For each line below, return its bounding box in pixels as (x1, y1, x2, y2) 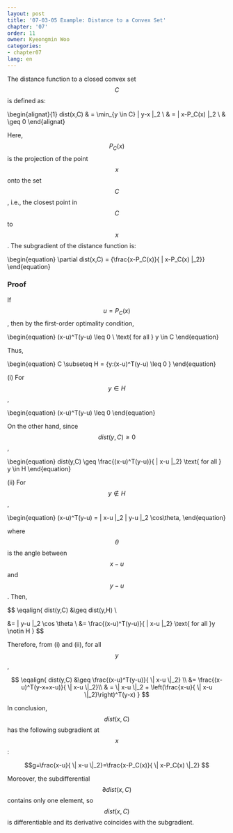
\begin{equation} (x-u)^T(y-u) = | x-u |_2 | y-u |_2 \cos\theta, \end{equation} (7, 513, 226, 521)
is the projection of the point (7, 154, 88, 162)
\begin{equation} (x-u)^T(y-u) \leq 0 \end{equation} (7, 408, 156, 417)
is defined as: (7, 96, 47, 105)
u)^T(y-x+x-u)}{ (21, 682, 66, 691)
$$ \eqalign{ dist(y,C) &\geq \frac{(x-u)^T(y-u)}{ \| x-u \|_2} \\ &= (11, 675, 197, 684)
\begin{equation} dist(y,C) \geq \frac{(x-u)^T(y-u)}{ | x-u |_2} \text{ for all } (7, 457, 222, 466)
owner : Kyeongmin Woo (7, 36, 70, 43)
